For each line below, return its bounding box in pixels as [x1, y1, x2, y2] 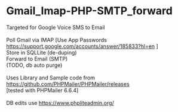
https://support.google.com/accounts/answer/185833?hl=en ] [6, 43, 158, 50]
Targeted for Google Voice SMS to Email [6, 24, 105, 31]
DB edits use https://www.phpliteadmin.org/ [6, 99, 115, 106]
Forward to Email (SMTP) [6, 55, 68, 62]
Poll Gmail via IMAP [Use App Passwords [6, 36, 108, 43]
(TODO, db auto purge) [6, 61, 63, 69]
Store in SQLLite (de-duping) [6, 49, 77, 56]
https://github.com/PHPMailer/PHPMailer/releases [6, 80, 130, 87]
